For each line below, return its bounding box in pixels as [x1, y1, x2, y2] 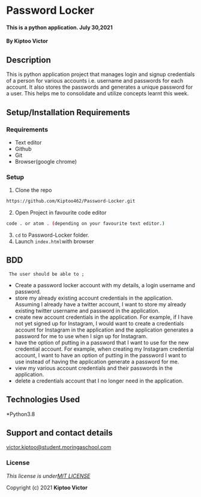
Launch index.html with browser [14, 237, 94, 245]
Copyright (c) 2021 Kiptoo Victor [6, 484, 88, 491]
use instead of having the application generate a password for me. [14, 358, 179, 365]
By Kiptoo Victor [6, 37, 49, 45]
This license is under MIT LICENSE [6, 472, 91, 480]
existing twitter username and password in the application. [14, 307, 160, 314]
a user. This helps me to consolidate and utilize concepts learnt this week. [6, 90, 189, 97]
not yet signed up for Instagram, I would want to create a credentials [14, 320, 184, 327]
